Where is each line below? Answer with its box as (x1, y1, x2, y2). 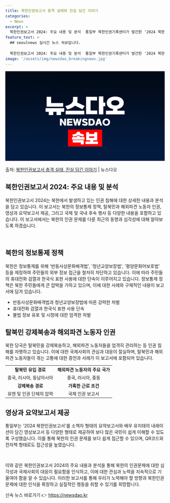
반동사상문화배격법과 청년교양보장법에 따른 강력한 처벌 (12, 299, 120, 305)
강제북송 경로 (17, 382, 44, 389)
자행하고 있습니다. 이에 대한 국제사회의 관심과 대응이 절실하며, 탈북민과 (14, 349, 154, 355)
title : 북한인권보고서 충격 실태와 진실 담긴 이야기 (5, 8, 99, 13)
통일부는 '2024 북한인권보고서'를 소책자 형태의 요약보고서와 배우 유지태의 (5, 423, 150, 429)
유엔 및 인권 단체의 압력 (7, 391, 53, 397)
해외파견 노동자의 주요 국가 (57, 367, 110, 373)
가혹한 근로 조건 (68, 382, 100, 389)
